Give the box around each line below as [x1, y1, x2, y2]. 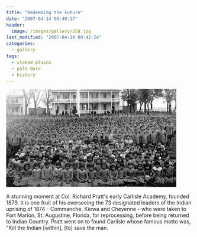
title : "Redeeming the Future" [6, 9, 83, 15]
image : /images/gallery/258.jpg [11, 28, 92, 34]
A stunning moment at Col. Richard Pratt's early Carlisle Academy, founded [6, 193, 189, 200]
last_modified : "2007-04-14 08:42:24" [6, 34, 102, 41]
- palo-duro [11, 66, 41, 72]
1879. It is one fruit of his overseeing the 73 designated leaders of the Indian [6, 199, 192, 206]
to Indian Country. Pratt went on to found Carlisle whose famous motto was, [6, 218, 191, 225]
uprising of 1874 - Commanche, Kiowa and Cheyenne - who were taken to [6, 206, 187, 213]
